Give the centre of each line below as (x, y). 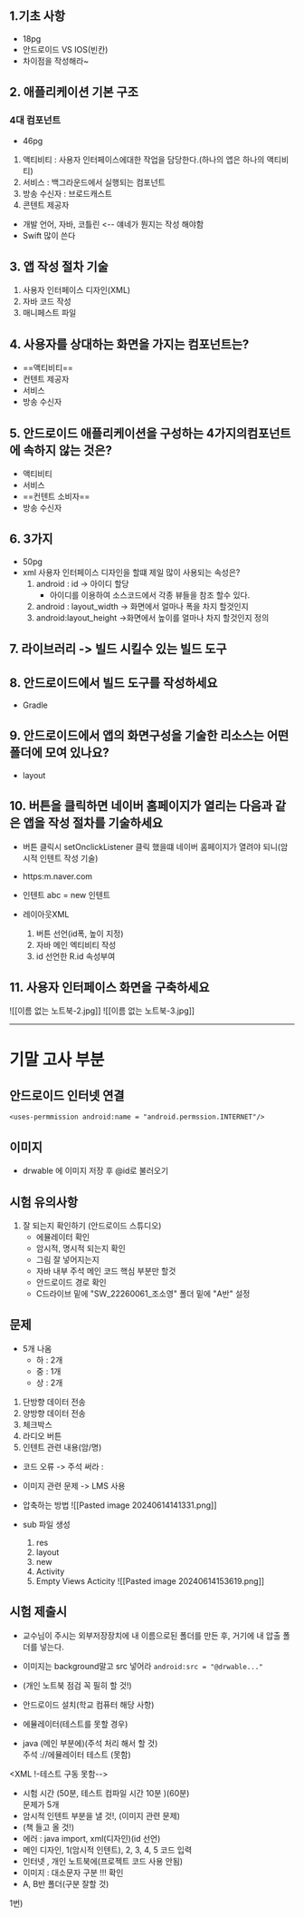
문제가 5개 (41, 1805)
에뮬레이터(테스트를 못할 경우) (75, 1724)
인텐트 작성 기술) (69, 858)
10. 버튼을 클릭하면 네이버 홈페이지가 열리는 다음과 (141, 806)
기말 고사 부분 (57, 1059)
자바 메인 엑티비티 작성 (76, 944)
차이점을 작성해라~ (56, 61)
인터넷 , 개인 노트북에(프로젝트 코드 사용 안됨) (103, 1861)
